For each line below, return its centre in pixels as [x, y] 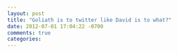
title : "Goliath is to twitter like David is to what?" [89, 20]
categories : [24, 39]
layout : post [26, 13]
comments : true [29, 33]
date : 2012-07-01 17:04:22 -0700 [55, 26]
